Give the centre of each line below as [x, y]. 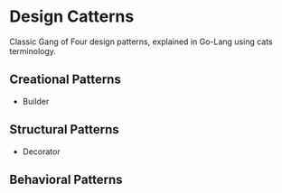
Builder [36, 101]
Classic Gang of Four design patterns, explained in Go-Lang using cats [141, 41]
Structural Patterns [64, 129]
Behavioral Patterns [66, 179]
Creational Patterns [66, 80]
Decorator [41, 152]
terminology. [33, 51]
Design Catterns [72, 17]
